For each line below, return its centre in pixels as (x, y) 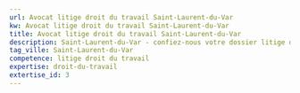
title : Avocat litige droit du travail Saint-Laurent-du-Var (125, 34)
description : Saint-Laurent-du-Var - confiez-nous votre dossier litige (147, 42)
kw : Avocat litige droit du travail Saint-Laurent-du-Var (119, 26)
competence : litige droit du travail (79, 58)
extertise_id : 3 (39, 75)
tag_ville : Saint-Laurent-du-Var (71, 50)
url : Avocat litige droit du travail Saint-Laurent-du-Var (121, 17)
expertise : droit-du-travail (63, 67)
